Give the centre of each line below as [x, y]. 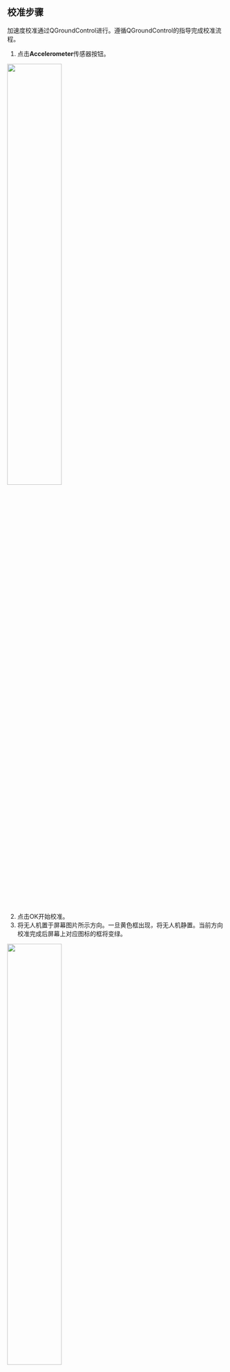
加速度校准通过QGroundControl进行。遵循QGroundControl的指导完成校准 [112, 30]
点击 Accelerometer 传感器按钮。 [63, 53]
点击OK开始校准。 [43, 916]
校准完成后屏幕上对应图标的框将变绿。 [71, 933]
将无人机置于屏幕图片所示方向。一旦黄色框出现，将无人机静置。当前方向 [120, 925]
